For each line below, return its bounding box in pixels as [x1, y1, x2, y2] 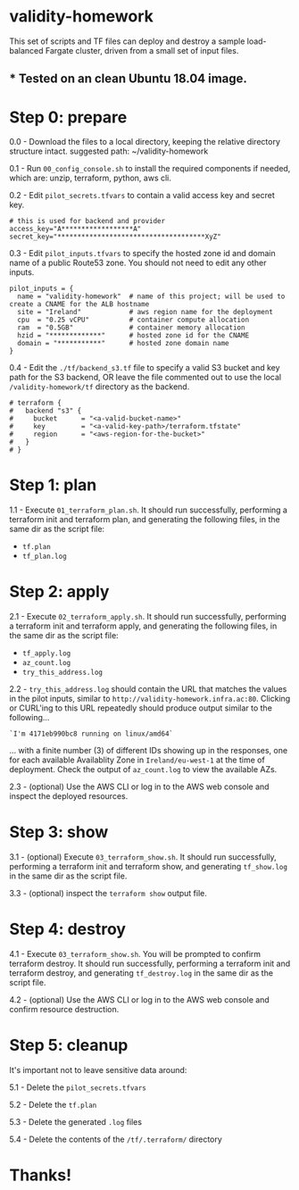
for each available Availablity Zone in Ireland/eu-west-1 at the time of [9, 754, 265, 765]
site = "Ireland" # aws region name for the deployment [17, 308, 274, 317]
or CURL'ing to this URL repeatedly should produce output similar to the [9, 703, 272, 713]
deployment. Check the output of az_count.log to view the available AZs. [9, 764, 278, 775]
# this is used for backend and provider [9, 217, 166, 226]
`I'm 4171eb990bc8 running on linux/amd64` [9, 729, 174, 738]
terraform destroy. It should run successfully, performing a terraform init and [9, 958, 291, 969]
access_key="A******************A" [9, 225, 142, 234]
